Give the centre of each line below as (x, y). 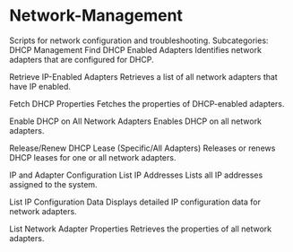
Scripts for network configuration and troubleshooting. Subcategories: (139, 40)
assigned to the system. (53, 184)
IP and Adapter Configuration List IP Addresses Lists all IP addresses (136, 175)
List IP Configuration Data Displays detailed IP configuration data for (135, 202)
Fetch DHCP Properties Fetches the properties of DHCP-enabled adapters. (147, 103)
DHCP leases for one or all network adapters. (93, 157)
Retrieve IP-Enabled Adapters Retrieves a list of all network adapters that (143, 76)
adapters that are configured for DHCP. (82, 59)
